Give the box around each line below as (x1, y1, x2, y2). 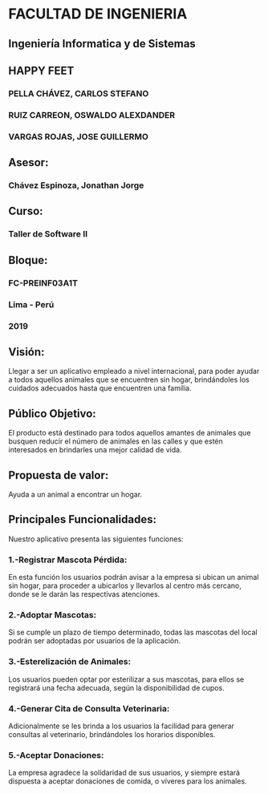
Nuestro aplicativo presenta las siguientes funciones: (8, 534, 184, 544)
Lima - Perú (8, 298, 55, 310)
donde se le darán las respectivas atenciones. (8, 589, 160, 599)
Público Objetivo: (8, 407, 96, 420)
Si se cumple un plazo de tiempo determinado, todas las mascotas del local (8, 627, 258, 638)
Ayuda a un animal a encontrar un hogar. (8, 489, 143, 499)
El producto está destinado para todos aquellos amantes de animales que (8, 428, 251, 438)
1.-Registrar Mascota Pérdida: (8, 554, 128, 565)
